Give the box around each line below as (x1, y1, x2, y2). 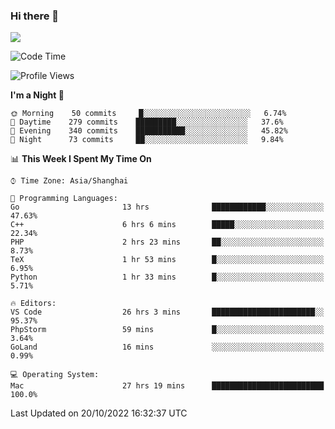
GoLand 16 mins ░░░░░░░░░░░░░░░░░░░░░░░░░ (10, 342, 325, 353)
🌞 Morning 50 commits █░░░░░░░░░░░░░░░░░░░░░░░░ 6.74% (10, 109, 287, 119)
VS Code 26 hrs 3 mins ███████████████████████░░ (10, 307, 325, 318)
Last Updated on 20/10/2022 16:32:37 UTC (10, 407, 188, 419)
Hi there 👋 (10, 9, 60, 23)
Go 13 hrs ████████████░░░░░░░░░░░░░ (10, 202, 325, 213)
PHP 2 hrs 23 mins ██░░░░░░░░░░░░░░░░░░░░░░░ (10, 237, 325, 248)
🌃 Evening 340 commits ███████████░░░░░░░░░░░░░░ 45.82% (10, 126, 288, 136)
